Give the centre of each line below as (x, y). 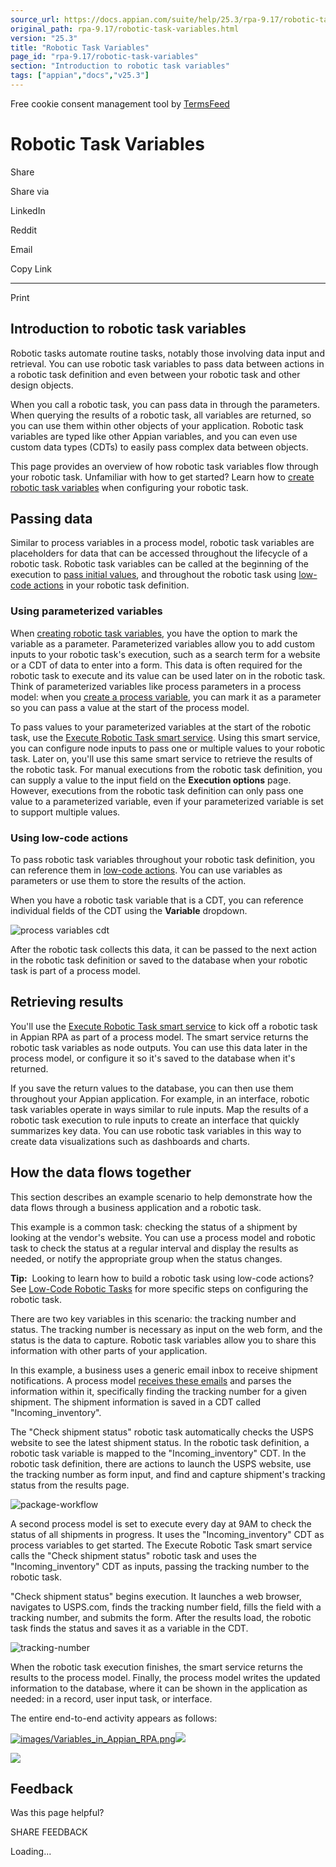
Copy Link (31, 268)
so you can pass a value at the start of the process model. (130, 707)
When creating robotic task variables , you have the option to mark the (154, 633)
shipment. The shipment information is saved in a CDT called (135, 1402)
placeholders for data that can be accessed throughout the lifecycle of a (159, 553)
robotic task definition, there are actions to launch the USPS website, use (161, 1463)
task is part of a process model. (75, 971)
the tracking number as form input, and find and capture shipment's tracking (168, 1474)
